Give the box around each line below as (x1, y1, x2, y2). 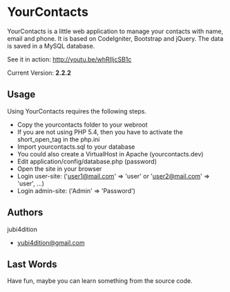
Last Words (7, 258, 57, 270)
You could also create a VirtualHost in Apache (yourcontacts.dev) (17, 149, 204, 158)
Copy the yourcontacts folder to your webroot (17, 120, 148, 129)
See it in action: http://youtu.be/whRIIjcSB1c (7, 55, 132, 63)
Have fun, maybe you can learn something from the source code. (7, 277, 193, 285)
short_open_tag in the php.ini (17, 135, 100, 143)
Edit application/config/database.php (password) (17, 157, 157, 165)
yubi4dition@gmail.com (17, 238, 85, 246)
